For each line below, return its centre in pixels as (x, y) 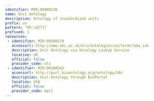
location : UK (25, 55)
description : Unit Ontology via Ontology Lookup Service (71, 50)
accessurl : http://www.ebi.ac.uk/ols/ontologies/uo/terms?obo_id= (80, 46)
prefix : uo (16, 23)
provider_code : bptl (32, 91)
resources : (16, 37)
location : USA (26, 82)
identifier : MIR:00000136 (31, 9)
